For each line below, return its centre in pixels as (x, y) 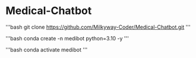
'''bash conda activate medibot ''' (47, 50)
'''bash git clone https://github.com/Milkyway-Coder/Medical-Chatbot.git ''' (98, 27)
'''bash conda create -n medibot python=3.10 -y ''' (67, 38)
